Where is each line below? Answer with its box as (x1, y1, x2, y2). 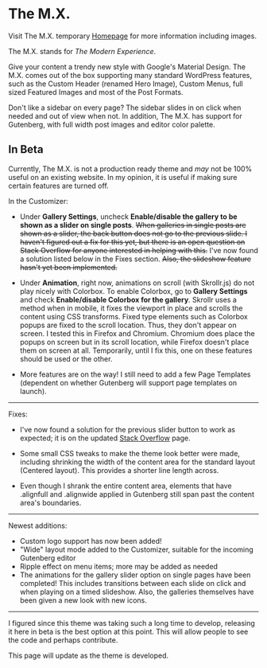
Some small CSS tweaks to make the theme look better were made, (19, 448, 241, 458)
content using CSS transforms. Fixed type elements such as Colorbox (19, 311, 248, 321)
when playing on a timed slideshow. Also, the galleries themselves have (19, 587, 254, 596)
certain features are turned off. (8, 181, 109, 190)
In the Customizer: (8, 196, 69, 205)
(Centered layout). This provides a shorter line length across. (19, 465, 219, 475)
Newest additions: (8, 521, 68, 530)
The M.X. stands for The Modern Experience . (8, 46, 157, 56)
